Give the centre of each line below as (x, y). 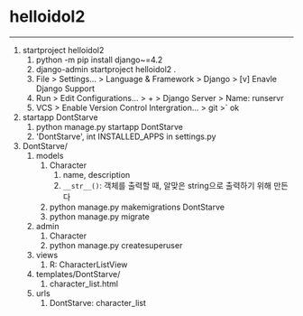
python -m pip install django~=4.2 (99, 60)
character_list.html (84, 283)
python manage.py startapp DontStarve (109, 126)
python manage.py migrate (100, 216)
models (50, 155)
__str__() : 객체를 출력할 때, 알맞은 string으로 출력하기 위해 (167, 185)
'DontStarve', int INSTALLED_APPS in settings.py (126, 136)
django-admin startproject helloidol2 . (106, 69)
